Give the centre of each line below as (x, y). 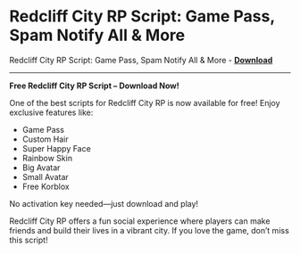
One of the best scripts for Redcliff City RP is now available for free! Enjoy (145, 102)
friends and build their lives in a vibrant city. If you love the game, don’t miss (150, 230)
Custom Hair (45, 139)
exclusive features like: (51, 112)
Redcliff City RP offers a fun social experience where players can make (140, 221)
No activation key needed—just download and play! (104, 203)
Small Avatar (45, 176)
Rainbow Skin (47, 158)
